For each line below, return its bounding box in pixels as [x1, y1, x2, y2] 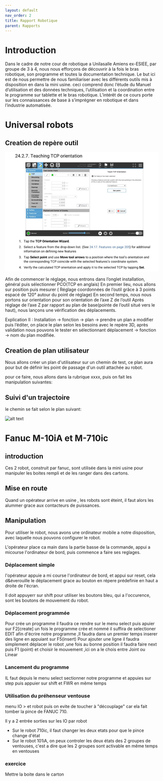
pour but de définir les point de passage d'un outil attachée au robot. [5, 364, 144, 370]
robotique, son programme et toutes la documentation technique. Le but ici [5, 71, 156, 77]
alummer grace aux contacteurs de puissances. [5, 502, 101, 508]
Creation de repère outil [5, 139, 79, 147]
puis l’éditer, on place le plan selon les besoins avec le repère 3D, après [5, 322, 148, 328]
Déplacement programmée [5, 610, 70, 616]
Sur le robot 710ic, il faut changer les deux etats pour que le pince [12, 727, 145, 733]
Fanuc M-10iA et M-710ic [5, 433, 109, 444]
